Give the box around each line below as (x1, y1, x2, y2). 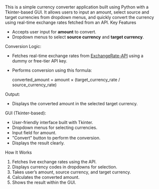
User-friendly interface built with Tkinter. (12, 120, 93, 125)
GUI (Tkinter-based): (5, 110, 46, 116)
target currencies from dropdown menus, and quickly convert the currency (5, 15, 154, 20)
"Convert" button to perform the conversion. (12, 135, 101, 141)
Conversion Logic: (5, 44, 42, 49)
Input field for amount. (12, 130, 57, 135)
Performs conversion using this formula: (12, 67, 92, 73)
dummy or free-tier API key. (12, 58, 68, 63)
